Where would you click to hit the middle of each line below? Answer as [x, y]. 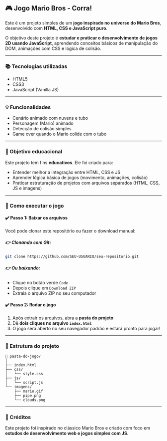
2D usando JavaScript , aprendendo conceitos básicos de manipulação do [82, 43]
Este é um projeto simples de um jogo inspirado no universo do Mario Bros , [83, 23]
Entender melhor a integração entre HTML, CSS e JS [66, 172]
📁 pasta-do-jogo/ [23, 356]
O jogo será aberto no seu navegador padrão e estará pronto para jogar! [86, 328]
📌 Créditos [18, 417]
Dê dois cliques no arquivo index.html [52, 323]
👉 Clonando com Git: [28, 242]
